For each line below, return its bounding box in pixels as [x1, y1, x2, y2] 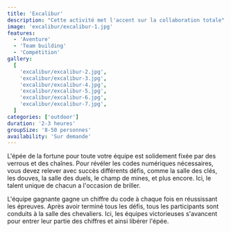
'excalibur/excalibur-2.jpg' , [19, 68, 108, 75]
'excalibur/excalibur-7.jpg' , [19, 101, 108, 108]
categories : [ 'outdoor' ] [7, 113, 79, 120]
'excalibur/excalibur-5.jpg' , [19, 88, 108, 94]
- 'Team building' [13, 42, 67, 49]
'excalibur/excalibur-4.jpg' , [19, 81, 108, 88]
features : [7, 29, 36, 37]
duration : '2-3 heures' [7, 119, 76, 127]
